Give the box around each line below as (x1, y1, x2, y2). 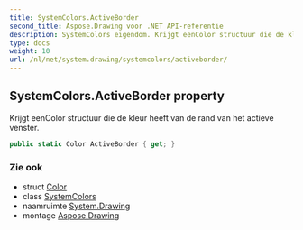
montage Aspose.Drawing (22, 209, 120, 221)
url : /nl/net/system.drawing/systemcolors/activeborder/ (9, 55, 228, 64)
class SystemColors (22, 190, 96, 201)
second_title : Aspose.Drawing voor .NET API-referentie (9, 22, 224, 31)
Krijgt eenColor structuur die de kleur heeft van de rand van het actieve (9, 112, 274, 123)
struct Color (22, 181, 68, 192)
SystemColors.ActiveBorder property (9, 88, 225, 104)
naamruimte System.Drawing (22, 200, 131, 211)
